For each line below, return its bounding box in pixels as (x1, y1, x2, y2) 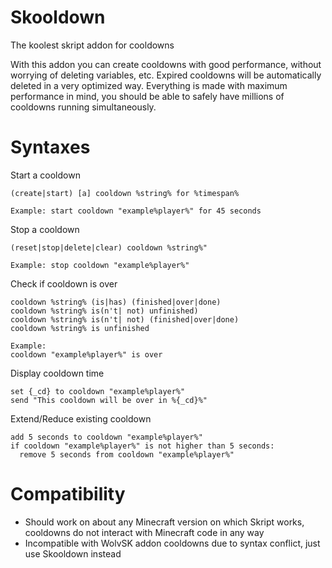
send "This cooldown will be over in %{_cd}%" (10, 395, 208, 405)
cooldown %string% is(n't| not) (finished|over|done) (10, 314, 240, 325)
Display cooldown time (10, 367, 105, 379)
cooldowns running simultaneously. (10, 101, 157, 113)
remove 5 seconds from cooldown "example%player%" (19, 449, 235, 460)
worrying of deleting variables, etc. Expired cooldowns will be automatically (10, 69, 322, 81)
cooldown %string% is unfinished (10, 323, 150, 333)
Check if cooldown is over (10, 277, 118, 290)
